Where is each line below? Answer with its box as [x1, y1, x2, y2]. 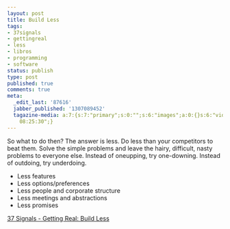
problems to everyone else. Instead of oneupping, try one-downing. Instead [7, 151, 220, 159]
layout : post [7, 10, 44, 17]
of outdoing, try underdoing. [7, 159, 87, 167]
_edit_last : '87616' [13, 99, 72, 106]
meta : [7, 93, 23, 100]
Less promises [16, 201, 59, 209]
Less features [16, 172, 56, 180]
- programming [7, 55, 48, 62]
